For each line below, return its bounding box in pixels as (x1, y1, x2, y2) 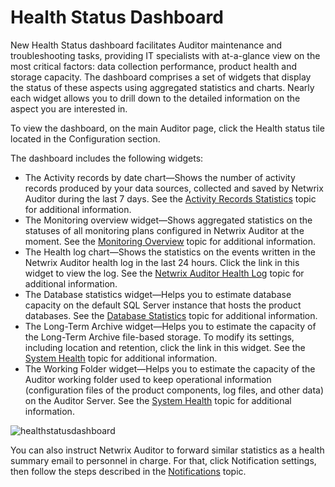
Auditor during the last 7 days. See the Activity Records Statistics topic (24, 192, 317, 205)
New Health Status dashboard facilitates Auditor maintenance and (10, 39, 283, 51)
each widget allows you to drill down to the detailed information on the (10, 92, 301, 104)
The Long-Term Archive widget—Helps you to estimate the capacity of (24, 320, 317, 332)
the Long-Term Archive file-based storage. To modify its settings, (24, 331, 295, 343)
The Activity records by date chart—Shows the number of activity (24, 171, 296, 183)
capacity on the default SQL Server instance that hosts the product (24, 299, 302, 311)
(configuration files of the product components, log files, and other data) (24, 384, 325, 396)
